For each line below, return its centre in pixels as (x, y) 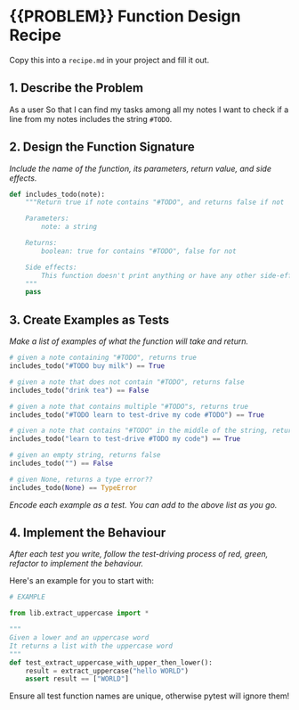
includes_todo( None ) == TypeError (73, 487)
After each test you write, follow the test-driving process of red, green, (139, 554)
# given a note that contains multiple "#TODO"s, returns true (129, 406)
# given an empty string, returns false (85, 455)
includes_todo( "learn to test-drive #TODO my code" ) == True (125, 439)
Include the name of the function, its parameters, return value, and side (140, 168)
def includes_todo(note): (57, 194)
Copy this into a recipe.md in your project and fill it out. (109, 60)
